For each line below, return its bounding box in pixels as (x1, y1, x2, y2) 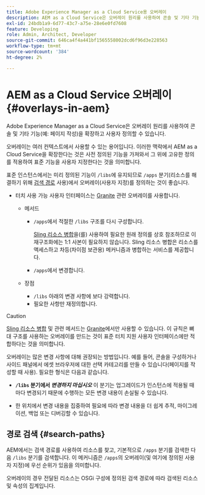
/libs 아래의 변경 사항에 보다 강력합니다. (33, 292, 131, 300)
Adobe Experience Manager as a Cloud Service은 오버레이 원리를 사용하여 (6, 122, 189, 129)
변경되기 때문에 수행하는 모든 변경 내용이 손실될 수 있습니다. (26, 389, 168, 396)
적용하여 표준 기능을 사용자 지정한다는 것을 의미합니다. (12, 158, 142, 165)
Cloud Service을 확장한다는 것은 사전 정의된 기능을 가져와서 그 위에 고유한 (6, 150, 184, 157)
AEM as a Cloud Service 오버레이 (6, 88, 172, 101)
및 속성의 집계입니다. (6, 482, 56, 490)
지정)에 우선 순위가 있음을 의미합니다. (12, 461, 101, 469)
